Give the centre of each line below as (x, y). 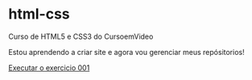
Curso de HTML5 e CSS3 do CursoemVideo (81, 36)
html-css (39, 14)
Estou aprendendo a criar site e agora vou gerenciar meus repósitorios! (126, 52)
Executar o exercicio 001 (49, 67)
